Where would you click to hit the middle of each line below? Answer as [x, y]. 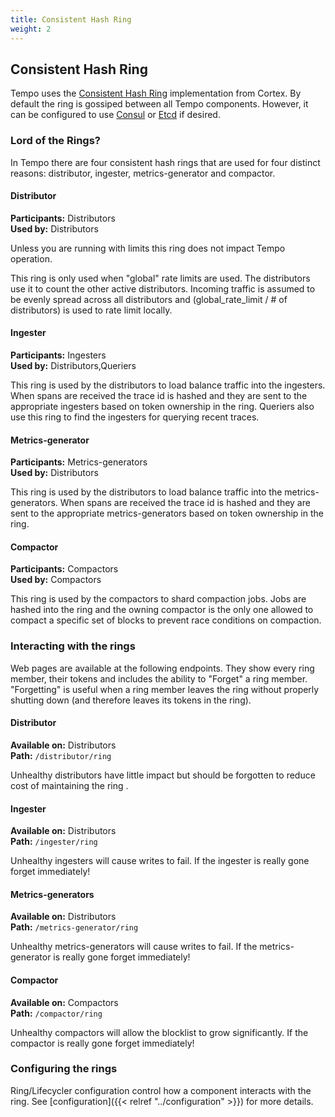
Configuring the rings [64, 1069]
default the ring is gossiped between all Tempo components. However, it [159, 104]
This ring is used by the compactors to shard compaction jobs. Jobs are [158, 599]
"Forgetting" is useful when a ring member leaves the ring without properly [165, 689]
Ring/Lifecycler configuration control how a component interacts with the [161, 1090]
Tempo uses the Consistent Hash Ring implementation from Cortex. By [156, 93]
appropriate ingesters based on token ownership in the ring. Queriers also [162, 407]
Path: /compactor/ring [56, 1013]
